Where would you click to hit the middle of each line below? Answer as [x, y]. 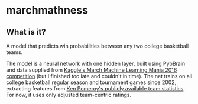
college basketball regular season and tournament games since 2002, [91, 82]
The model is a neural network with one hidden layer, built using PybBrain [96, 63]
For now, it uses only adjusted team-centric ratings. [69, 95]
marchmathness [47, 10]
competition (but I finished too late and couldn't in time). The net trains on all [99, 76]
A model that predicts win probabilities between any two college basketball [98, 46]
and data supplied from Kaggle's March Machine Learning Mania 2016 [92, 70]
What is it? [26, 32]
